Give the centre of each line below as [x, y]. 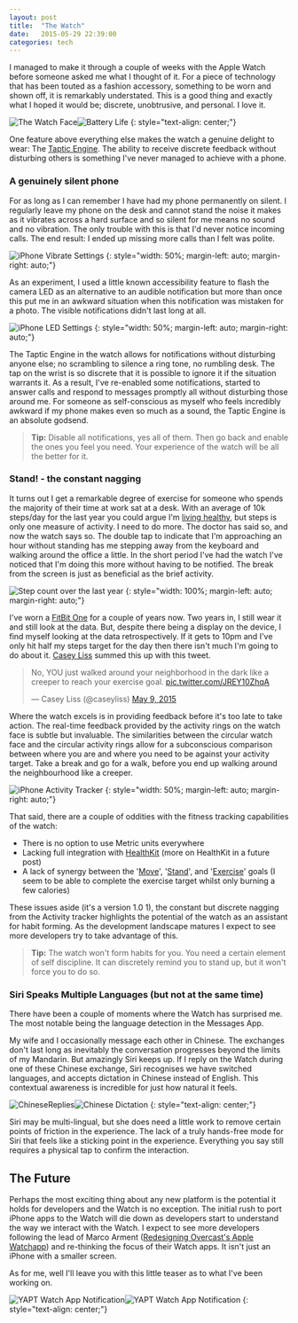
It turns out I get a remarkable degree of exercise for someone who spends [146, 498]
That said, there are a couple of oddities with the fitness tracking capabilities [149, 816]
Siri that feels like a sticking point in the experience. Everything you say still [146, 1141]
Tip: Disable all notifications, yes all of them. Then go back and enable [160, 437]
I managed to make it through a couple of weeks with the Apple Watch [137, 67]
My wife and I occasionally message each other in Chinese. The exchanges [147, 1041]
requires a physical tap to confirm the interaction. [99, 1150]
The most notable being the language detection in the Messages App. [137, 1023]
